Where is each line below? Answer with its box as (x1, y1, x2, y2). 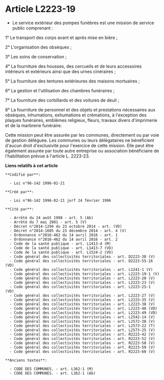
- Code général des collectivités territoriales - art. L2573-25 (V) (9, 327, 155, 333)
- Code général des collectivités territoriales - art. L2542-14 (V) (9, 314, 155, 319)
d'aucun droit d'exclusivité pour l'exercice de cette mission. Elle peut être (5, 142, 154, 149)
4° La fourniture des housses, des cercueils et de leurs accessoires (5, 63, 142, 69)
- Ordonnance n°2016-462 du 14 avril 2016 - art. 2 (9, 237, 118, 242)
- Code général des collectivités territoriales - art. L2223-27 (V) (9, 293, 155, 298)
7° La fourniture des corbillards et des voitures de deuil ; (5, 97, 120, 103)
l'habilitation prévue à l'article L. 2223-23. (5, 153, 90, 159)
